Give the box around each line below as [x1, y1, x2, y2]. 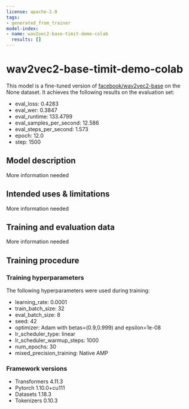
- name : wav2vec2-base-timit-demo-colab [6, 31, 109, 37]
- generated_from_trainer [6, 20, 71, 26]
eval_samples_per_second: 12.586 [14, 119, 99, 126]
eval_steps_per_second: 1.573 [14, 125, 89, 132]
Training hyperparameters [6, 273, 84, 281]
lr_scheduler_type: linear [14, 331, 76, 338]
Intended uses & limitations [6, 189, 110, 199]
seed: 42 [14, 318, 37, 325]
